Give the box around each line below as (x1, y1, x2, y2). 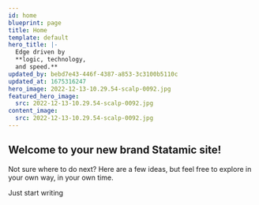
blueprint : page (8, 19, 62, 27)
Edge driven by (15, 48, 66, 56)
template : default (8, 33, 69, 42)
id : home (8, 11, 37, 20)
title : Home (8, 26, 47, 34)
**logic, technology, (15, 56, 87, 64)
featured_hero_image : (8, 92, 80, 100)
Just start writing (8, 188, 64, 197)
